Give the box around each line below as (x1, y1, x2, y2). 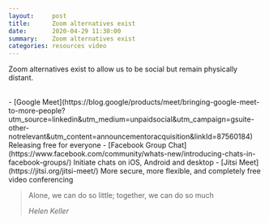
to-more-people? (8, 106, 66, 116)
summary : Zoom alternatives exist (8, 34, 136, 43)
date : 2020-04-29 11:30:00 (8, 27, 122, 35)
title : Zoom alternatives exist (8, 19, 136, 28)
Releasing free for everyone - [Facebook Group (8, 140, 167, 150)
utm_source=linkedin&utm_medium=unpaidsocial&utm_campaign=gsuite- (8, 114, 255, 124)
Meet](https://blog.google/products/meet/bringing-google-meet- (41, 97, 260, 107)
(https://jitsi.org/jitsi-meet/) (8, 166, 99, 176)
